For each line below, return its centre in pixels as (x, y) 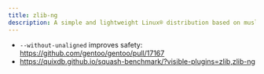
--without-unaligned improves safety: (81, 44)
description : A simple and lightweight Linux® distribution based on (125, 23)
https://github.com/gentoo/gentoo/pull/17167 (92, 53)
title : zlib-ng (33, 15)
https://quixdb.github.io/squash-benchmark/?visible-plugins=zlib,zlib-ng (137, 61)
